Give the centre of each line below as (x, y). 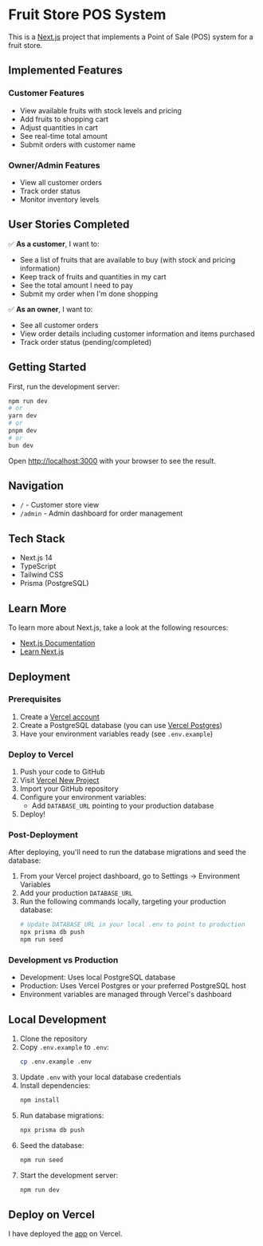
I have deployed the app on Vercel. (65, 1234)
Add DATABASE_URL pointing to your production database (123, 806)
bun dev (21, 445)
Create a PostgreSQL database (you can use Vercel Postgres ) (121, 725)
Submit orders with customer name (77, 144)
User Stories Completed (69, 225)
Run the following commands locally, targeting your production (123, 902)
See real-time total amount (63, 136)
